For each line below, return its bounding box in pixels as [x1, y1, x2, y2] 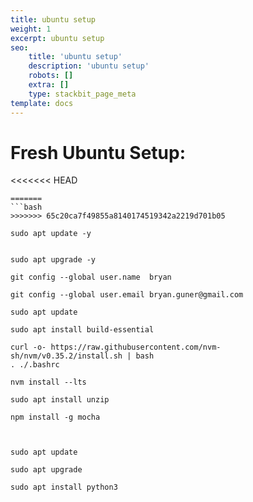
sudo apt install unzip [10, 395, 110, 405]
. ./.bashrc [10, 360, 60, 370]
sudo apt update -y [10, 229, 92, 239]
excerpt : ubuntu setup [10, 33, 105, 43]
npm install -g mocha [10, 412, 101, 423]
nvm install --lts [10, 377, 87, 388]
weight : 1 [10, 24, 52, 34]
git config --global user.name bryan [10, 272, 172, 283]
